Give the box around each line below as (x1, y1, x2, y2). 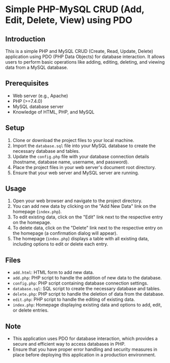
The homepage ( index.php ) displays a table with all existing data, (12, 236, 149, 242)
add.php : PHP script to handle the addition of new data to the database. (12, 275, 162, 281)
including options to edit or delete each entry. (12, 241, 108, 247)
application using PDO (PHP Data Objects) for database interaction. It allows (5, 53, 165, 60)
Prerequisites (5, 79, 49, 88)
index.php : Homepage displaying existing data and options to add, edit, (12, 302, 162, 308)
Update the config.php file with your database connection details (12, 153, 149, 159)
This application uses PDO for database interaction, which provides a (12, 336, 158, 342)
